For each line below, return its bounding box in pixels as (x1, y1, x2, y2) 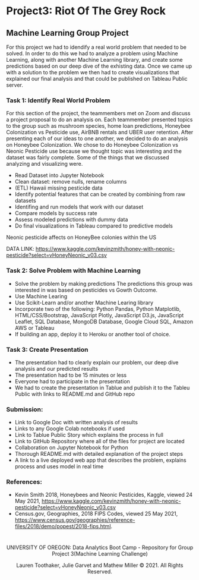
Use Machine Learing (14, 292, 67, 300)
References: (6, 478, 43, 486)
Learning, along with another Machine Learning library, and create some (6, 56, 183, 63)
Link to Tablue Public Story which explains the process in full (14, 431, 163, 439)
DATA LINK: (6, 245, 34, 253)
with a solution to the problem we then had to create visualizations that (6, 69, 179, 75)
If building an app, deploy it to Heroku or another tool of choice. (14, 330, 171, 338)
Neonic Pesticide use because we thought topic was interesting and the (6, 147, 182, 155)
